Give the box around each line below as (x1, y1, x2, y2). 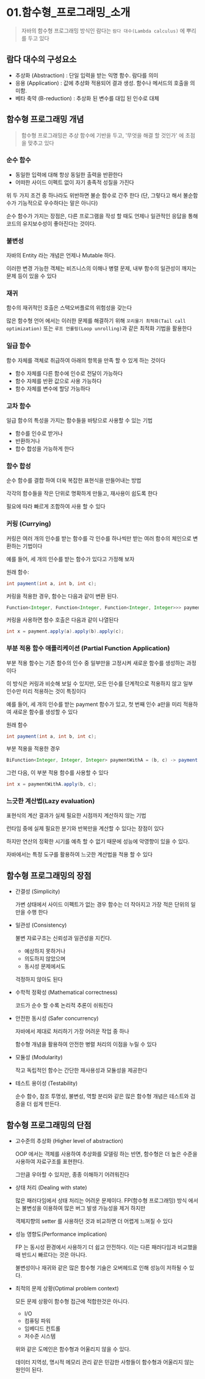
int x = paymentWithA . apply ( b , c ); (6, 781, 97, 787)
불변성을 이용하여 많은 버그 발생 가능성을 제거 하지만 (21, 1205, 146, 1212)
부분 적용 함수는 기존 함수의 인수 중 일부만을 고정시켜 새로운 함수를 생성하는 (6, 659, 185, 666)
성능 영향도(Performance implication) (15, 1230, 107, 1238)
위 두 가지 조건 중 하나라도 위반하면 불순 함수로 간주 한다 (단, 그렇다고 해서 (6, 191, 182, 199)
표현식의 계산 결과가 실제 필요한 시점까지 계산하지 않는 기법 (6, 812, 146, 819)
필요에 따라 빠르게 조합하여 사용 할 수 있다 (6, 502, 106, 510)
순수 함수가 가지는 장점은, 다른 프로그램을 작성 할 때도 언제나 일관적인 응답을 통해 (6, 212, 198, 219)
